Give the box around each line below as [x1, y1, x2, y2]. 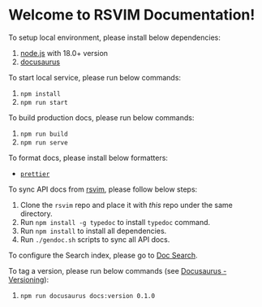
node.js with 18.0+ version [19, 48, 108, 58]
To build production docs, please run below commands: [8, 112, 195, 123]
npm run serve [19, 138, 68, 147]
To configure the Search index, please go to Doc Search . [8, 250, 198, 260]
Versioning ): [8, 275, 49, 284]
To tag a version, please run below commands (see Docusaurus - [8, 266, 227, 275]
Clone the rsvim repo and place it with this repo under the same [19, 200, 233, 210]
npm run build [19, 130, 68, 138]
